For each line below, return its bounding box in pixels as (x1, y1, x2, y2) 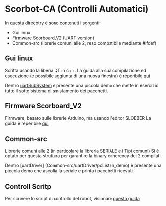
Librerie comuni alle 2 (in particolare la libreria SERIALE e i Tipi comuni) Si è (5, 148, 159, 154)
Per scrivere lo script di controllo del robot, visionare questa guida (5, 196, 140, 202)
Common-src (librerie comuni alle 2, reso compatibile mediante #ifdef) (12, 40, 157, 46)
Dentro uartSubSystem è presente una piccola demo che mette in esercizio (5, 82, 159, 88)
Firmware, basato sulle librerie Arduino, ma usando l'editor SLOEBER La (5, 115, 151, 121)
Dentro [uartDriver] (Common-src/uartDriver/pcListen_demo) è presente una (5, 162, 162, 169)
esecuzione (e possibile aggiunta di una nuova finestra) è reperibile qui (5, 73, 150, 79)
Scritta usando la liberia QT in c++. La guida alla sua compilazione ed (5, 67, 146, 73)
